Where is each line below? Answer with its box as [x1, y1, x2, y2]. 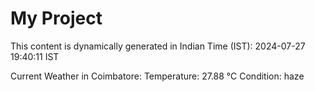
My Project [10, 7, 103, 30]
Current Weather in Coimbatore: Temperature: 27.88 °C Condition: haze [10, 70, 305, 82]
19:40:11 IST [10, 50, 60, 62]
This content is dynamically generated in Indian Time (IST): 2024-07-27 [10, 40, 306, 52]
